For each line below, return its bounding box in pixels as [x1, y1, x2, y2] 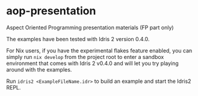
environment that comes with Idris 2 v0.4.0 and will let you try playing [6, 60, 179, 67]
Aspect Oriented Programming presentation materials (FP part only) [6, 24, 174, 31]
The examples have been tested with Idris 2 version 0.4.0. [6, 35, 150, 42]
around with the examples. [6, 66, 72, 73]
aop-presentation [6, 4, 96, 18]
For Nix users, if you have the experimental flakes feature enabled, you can [6, 47, 193, 54]
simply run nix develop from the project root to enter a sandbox [6, 53, 164, 60]
